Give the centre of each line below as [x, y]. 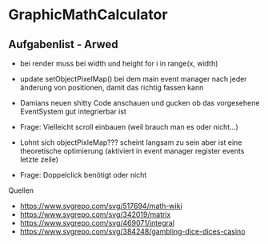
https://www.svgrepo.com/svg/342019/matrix [95, 214]
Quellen [21, 190]
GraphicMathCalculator [88, 15]
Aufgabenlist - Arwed [63, 44]
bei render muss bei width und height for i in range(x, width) [119, 63]
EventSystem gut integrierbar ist [73, 111]
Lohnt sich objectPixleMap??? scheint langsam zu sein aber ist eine [131, 142]
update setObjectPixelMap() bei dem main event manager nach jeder [133, 79]
